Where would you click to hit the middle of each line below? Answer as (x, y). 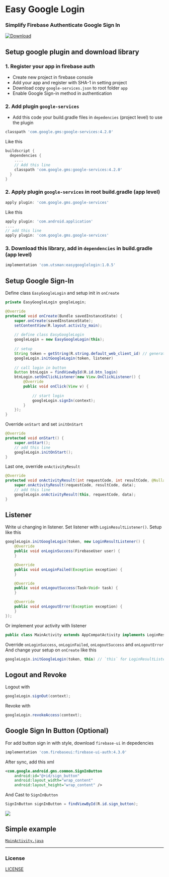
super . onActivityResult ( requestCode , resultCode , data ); (75, 485)
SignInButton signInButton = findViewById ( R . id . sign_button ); (72, 804)
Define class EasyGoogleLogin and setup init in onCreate (62, 293)
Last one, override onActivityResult (43, 467)
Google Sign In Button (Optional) (57, 731)
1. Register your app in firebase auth (50, 66)
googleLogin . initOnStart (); (44, 452)
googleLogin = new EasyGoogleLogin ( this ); (59, 340)
